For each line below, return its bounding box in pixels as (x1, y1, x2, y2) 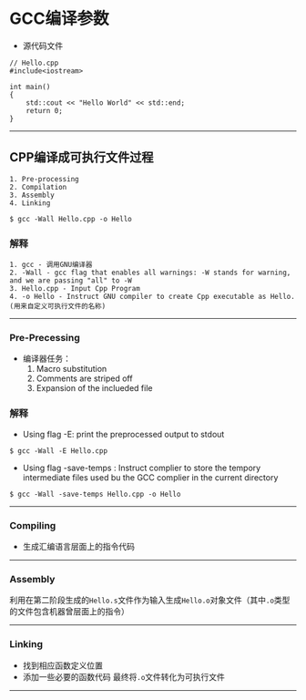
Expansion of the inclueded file (36, 383, 153, 394)
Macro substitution (36, 364, 107, 375)
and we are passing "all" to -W (9, 276, 132, 285)
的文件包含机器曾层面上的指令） (9, 606, 129, 617)
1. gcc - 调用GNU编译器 (9, 261, 93, 270)
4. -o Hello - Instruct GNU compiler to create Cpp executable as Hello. (9, 293, 296, 302)
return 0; (25, 106, 64, 115)
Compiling (9, 519, 56, 531)
